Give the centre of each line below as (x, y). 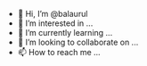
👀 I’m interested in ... (55, 23)
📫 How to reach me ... (59, 52)
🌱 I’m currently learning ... (65, 33)
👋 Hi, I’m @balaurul (53, 14)
